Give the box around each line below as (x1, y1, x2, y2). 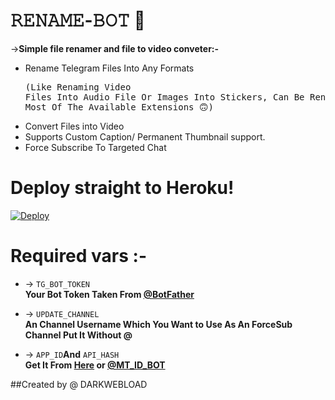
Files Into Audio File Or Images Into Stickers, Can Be (24, 91, 305, 103)
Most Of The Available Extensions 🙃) (24, 101, 214, 113)
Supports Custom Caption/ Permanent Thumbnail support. (24, 130, 266, 143)
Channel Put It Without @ (24, 329, 133, 341)
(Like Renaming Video (24, 81, 132, 93)
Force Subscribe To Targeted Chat (24, 141, 167, 153)
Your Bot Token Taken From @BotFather (24, 288, 195, 300)
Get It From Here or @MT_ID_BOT (24, 359, 166, 371)
